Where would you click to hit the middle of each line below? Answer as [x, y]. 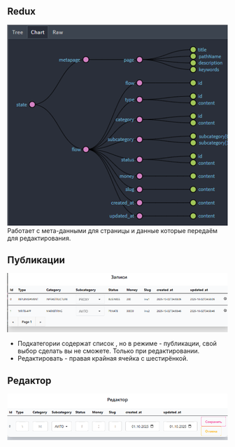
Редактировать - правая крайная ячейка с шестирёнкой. [103, 359]
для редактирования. [39, 238]
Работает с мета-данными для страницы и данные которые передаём [113, 230]
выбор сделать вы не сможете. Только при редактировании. [108, 351]
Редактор [29, 381]
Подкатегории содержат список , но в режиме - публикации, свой [117, 344]
